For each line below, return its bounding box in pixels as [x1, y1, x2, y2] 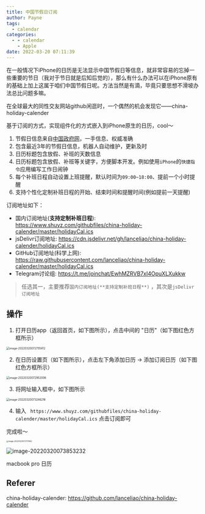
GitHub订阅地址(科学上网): [15, 249, 81, 256]
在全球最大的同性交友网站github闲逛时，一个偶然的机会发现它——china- [6, 102, 188, 110]
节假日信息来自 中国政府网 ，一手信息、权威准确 [15, 135, 133, 142]
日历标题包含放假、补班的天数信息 [15, 150, 101, 157]
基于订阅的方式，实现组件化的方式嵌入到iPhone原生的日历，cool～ [6, 122, 174, 129]
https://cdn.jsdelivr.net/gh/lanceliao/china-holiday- [58, 235, 187, 242]
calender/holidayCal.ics [15, 242, 75, 249]
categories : [6, 32, 37, 38]
